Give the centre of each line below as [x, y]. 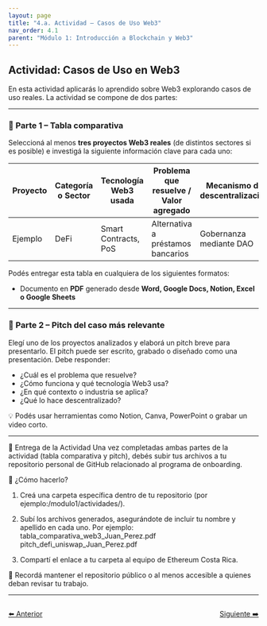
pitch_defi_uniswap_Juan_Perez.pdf [78, 544]
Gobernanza [223, 234]
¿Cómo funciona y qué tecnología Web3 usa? [94, 383]
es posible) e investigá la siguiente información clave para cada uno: [120, 151]
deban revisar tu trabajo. [48, 583]
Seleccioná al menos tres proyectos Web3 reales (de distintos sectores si [130, 143]
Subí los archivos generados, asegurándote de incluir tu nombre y [128, 519]
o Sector [74, 195]
